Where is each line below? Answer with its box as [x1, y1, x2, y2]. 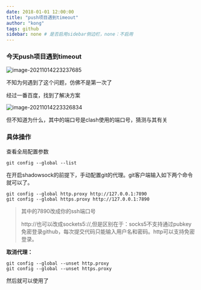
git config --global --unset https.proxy [6, 265, 112, 272]
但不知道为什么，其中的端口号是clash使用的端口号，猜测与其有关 [6, 116, 168, 124]
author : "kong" [6, 20, 45, 26]
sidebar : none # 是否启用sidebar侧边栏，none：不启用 [6, 31, 134, 37]
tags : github [6, 25, 39, 32]
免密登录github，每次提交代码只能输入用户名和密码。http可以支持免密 [21, 228, 195, 235]
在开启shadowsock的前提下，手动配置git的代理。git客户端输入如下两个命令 [6, 171, 193, 178]
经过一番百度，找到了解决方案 [6, 92, 80, 99]
